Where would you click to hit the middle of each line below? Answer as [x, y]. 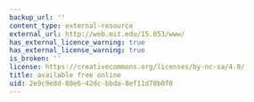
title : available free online [66, 75]
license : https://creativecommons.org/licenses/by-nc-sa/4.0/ [127, 67]
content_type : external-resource [71, 26]
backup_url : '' [37, 17]
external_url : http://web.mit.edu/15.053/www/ [97, 34]
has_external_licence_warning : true [77, 42]
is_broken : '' [36, 59]
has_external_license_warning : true [77, 51]
